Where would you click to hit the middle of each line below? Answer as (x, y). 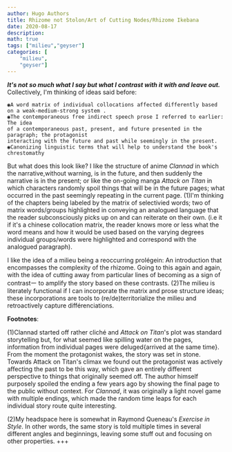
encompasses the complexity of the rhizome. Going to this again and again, (115, 267)
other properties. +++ (38, 441)
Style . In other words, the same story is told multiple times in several (104, 426)
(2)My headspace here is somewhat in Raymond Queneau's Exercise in (108, 419)
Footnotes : (23, 319)
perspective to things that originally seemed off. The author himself (103, 376)
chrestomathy (26, 153)
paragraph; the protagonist (48, 135)
